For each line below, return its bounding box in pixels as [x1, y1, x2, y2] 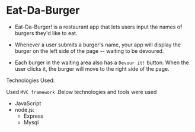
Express [23, 112, 44, 120]
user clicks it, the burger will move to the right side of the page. [14, 65, 170, 72]
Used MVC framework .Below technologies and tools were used [6, 88, 157, 95]
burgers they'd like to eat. [14, 29, 78, 36]
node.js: [14, 106, 35, 113]
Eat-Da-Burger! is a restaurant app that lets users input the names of [14, 23, 183, 30]
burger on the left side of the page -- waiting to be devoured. [14, 47, 164, 54]
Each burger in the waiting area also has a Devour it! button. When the [14, 59, 189, 66]
